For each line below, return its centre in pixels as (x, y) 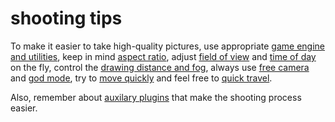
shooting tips (66, 18)
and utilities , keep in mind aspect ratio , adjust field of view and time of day (163, 56)
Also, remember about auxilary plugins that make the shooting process (156, 97)
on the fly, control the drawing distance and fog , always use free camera (160, 67)
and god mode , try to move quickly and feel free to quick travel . (141, 78)
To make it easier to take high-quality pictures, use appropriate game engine (167, 46)
